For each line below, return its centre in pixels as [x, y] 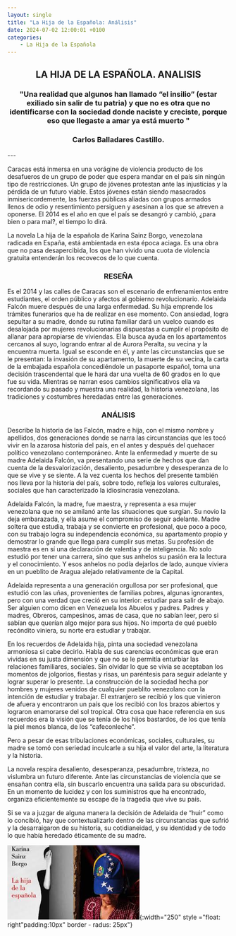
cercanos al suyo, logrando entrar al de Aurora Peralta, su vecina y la [107, 344]
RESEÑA [118, 276]
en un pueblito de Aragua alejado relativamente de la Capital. [96, 572]
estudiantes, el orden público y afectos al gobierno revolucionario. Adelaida [117, 299]
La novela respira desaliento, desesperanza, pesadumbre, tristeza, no [108, 769]
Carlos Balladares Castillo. [118, 140]
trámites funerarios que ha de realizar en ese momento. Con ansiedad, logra [118, 314]
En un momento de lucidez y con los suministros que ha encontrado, [107, 792]
